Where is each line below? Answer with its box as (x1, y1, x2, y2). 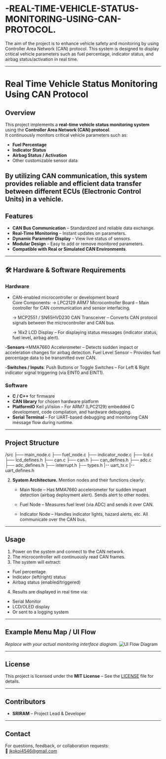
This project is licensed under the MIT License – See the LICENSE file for (5, 673, 154, 679)
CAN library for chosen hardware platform (12, 398, 99, 404)
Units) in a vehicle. (5, 195, 64, 204)
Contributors (5, 697, 46, 706)
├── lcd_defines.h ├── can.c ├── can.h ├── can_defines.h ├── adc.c (5, 457, 152, 463)
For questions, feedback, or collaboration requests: (5, 743, 110, 749)
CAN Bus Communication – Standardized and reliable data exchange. (12, 225, 155, 231)
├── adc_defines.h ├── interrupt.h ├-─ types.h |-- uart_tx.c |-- (5, 462, 135, 468)
